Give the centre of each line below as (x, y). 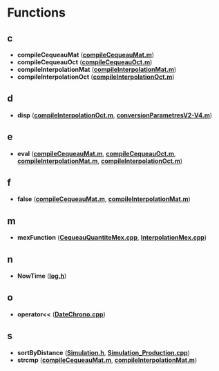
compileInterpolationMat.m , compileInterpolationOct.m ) (100, 161)
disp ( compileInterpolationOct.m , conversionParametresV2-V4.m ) (115, 115)
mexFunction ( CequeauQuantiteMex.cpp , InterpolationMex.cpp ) (112, 238)
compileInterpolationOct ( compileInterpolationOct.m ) (96, 77)
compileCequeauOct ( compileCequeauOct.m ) (85, 62)
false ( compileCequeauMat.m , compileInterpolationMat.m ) (104, 199)
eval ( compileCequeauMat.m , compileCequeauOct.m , (96, 153)
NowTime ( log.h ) (42, 276)
